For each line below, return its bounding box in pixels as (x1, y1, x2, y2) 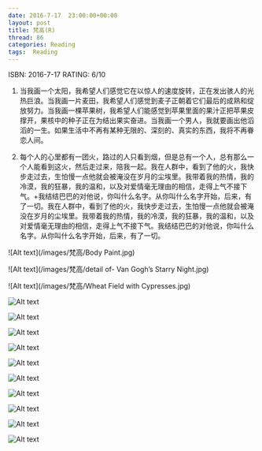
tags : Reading (8, 48, 58, 56)
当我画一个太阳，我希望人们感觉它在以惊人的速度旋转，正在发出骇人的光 (19, 86, 254, 95)
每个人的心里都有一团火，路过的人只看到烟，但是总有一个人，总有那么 (19, 152, 248, 162)
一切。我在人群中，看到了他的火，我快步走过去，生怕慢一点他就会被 (26, 202, 248, 211)
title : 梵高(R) (8, 26, 56, 34)
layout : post (8, 19, 51, 27)
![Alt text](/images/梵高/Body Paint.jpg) (8, 248, 135, 257)
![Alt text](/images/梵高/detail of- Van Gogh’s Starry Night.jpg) (8, 265, 209, 274)
